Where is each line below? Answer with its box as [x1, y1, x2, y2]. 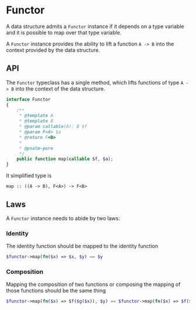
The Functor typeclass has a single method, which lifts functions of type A [6, 79, 184, 86]
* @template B [19, 118, 54, 124]
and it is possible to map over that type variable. [6, 29, 122, 36]
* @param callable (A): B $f [19, 124, 87, 130]
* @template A [19, 113, 54, 119]
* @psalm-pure [19, 145, 54, 151]
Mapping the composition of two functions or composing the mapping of [6, 281, 181, 288]
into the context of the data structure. [15, 85, 106, 92]
